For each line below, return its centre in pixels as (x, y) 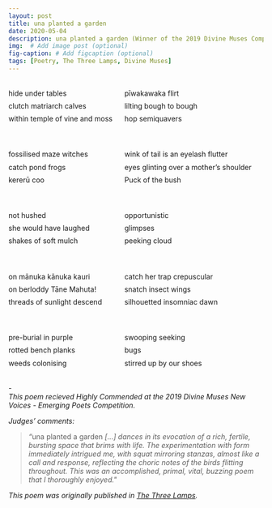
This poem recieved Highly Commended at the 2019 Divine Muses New (127, 396)
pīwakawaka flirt (152, 93)
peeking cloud (148, 241)
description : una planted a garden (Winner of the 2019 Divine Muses (128, 38)
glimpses (140, 228)
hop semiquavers (153, 119)
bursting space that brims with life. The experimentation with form (138, 445)
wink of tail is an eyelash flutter (176, 154)
